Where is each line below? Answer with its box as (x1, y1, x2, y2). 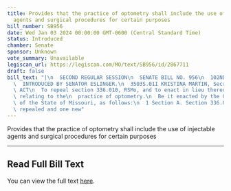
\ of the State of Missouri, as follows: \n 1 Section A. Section (13, 100, 208, 106)
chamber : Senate (7, 42, 54, 49)
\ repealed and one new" (13, 106, 85, 113)
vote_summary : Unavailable (7, 55, 85, 62)
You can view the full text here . (7, 177, 95, 185)
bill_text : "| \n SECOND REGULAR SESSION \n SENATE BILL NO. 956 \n (7, 74, 205, 81)
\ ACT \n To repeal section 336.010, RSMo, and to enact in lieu (13, 87, 205, 93)
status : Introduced (7, 36, 63, 43)
